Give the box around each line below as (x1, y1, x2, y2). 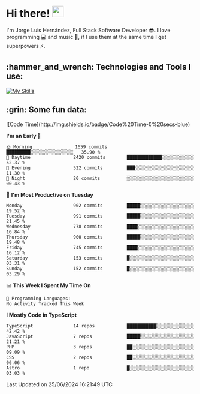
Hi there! (6, 7, 50, 20)
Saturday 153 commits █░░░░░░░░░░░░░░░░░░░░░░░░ (6, 255, 195, 261)
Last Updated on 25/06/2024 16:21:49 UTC (6, 380, 113, 388)
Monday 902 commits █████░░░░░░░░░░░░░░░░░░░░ (6, 203, 195, 209)
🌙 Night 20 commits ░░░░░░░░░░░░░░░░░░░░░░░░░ (6, 175, 195, 181)
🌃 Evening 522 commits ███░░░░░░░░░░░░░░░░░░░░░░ (6, 164, 195, 171)
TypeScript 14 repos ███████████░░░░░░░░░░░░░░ (6, 323, 195, 329)
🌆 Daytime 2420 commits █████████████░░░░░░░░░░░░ (6, 154, 195, 160)
